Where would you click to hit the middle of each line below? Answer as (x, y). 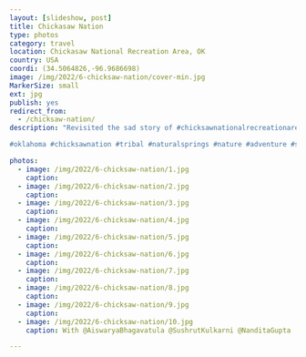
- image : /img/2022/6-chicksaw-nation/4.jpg (103, 220)
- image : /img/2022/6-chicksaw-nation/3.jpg (103, 203)
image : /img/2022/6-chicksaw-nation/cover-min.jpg (107, 77)
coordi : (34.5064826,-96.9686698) (75, 69)
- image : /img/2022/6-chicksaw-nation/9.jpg (103, 305)
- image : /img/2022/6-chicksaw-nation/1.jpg (103, 169)
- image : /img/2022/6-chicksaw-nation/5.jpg (103, 237)
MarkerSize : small (44, 86)
